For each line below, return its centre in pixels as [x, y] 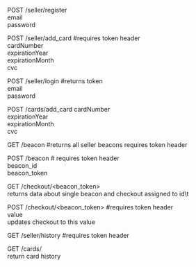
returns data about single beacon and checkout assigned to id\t [98, 194]
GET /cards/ [24, 249]
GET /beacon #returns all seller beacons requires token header [97, 145]
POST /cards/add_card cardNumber [59, 109]
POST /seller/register [37, 10]
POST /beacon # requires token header [63, 158]
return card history [34, 256]
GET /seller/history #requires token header [68, 235]
